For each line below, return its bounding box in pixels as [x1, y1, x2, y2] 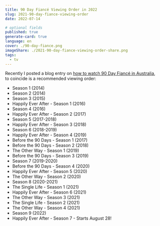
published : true [5, 30, 38, 35]
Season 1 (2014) [12, 85, 45, 91]
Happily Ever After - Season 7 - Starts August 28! [12, 215, 112, 221]
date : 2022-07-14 [5, 16, 41, 21]
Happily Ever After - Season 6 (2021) [12, 189, 87, 195]
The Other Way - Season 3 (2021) [12, 195, 80, 201]
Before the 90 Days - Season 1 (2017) [12, 137, 88, 143]
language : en [5, 39, 32, 44]
